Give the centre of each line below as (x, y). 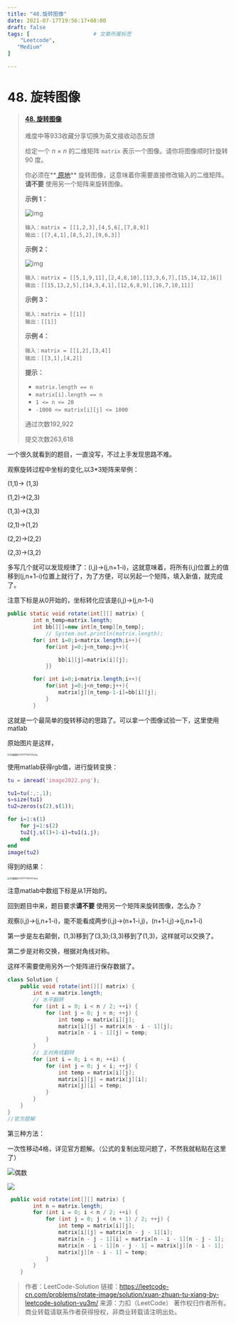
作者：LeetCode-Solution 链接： (72, 1287)
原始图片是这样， (32, 743)
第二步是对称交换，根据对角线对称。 (60, 952)
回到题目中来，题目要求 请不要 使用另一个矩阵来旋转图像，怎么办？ (105, 906)
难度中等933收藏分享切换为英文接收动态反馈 (90, 136)
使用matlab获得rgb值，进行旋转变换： (63, 766)
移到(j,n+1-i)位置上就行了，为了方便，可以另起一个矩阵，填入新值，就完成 (115, 576)
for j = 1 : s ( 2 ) (39, 826)
